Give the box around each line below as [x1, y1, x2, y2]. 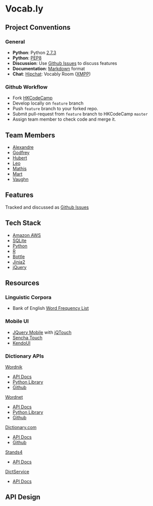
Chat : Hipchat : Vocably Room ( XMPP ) [12, 71, 91, 77]
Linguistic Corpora [5, 294, 52, 301]
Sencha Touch [12, 334, 43, 341]
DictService [5, 468, 30, 474]
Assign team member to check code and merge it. [12, 116, 116, 122]
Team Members [5, 131, 55, 139]
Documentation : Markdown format [12, 65, 85, 71]
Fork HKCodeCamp [12, 95, 53, 101]
